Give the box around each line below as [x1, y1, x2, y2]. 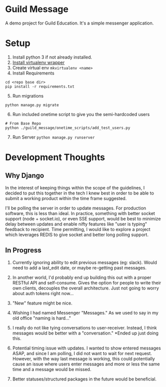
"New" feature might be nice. [12, 300, 73, 306]
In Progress [5, 246, 41, 254]
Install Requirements [12, 70, 55, 76]
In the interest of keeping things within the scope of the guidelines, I [5, 184, 145, 190]
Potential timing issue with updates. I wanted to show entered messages [12, 345, 161, 351]
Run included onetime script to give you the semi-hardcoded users [12, 111, 150, 117]
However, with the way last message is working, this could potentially [12, 355, 156, 361]
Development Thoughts [5, 151, 105, 163]
